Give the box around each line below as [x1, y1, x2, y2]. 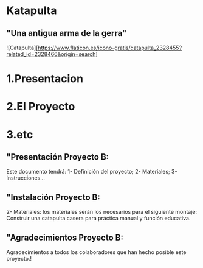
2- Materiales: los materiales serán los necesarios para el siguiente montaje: [6, 208, 198, 216]
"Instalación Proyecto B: [6, 192, 100, 202]
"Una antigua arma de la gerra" [6, 28, 127, 38]
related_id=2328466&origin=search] [6, 51, 98, 58]
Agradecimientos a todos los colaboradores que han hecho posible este [6, 249, 187, 256]
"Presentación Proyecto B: [6, 152, 109, 162]
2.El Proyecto [6, 100, 75, 113]
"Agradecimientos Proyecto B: [6, 232, 123, 242]
